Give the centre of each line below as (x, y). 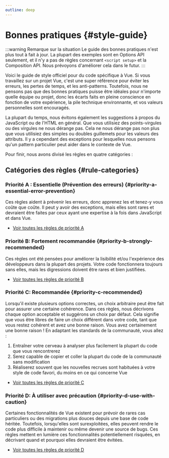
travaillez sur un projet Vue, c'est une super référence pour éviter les (77, 80)
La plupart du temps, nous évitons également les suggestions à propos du (83, 117)
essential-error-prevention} (40, 191)
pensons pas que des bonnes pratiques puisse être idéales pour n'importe (83, 91)
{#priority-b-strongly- (124, 241)
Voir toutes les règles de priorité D (48, 450)
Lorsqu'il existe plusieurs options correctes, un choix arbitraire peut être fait (84, 303)
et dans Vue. (19, 218)
